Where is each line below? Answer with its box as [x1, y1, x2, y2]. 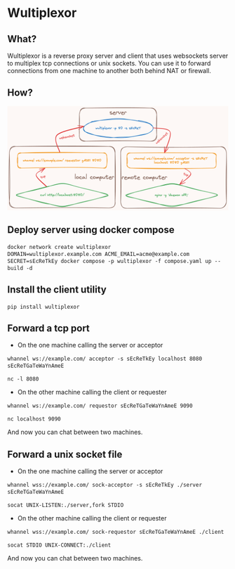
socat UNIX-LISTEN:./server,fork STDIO [7, 501, 124, 509]
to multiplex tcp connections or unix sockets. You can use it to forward [7, 59, 211, 68]
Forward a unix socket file [7, 448, 123, 460]
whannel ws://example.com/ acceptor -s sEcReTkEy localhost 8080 [7, 355, 202, 363]
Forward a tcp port [7, 322, 90, 335]
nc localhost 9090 [7, 416, 61, 423]
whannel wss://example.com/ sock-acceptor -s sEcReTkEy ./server [7, 482, 202, 489]
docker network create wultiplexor [7, 243, 112, 250]
